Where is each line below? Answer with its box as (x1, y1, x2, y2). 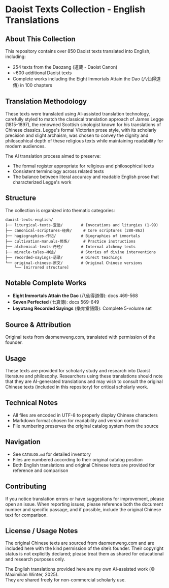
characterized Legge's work (12, 179, 72, 185)
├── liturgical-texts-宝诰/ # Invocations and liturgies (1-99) (5, 222, 158, 227)
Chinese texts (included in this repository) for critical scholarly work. (5, 384, 149, 390)
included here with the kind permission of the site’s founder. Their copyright (5, 545, 164, 551)
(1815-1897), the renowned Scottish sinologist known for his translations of (5, 121, 161, 128)
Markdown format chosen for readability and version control (12, 417, 139, 423)
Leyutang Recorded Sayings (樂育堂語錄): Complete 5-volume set (12, 305, 152, 311)
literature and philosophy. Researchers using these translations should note (5, 373, 163, 379)
